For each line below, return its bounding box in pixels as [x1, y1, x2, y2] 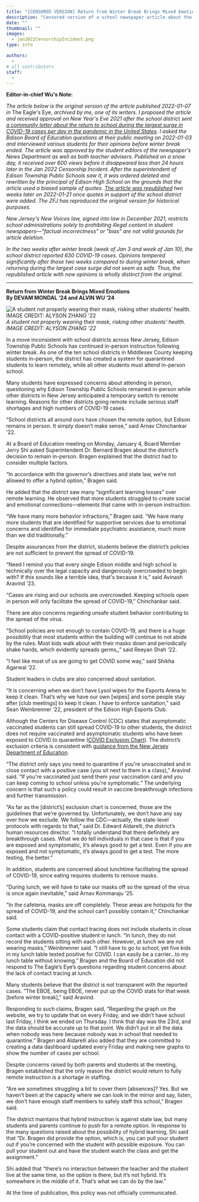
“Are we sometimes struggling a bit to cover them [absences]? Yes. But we [6, 1085, 188, 1093]
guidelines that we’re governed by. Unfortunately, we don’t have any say [6, 810, 182, 817]
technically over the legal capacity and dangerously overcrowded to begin [6, 567, 187, 574]
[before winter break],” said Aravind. [6, 994, 95, 1001]
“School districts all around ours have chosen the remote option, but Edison [6, 416, 191, 423]
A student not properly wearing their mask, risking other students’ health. [6, 319, 186, 326]
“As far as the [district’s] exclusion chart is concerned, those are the [6, 804, 172, 811]
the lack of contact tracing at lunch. [6, 970, 93, 977]
